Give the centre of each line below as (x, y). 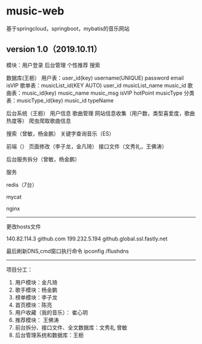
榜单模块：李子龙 (36, 297)
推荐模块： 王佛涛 (37, 320)
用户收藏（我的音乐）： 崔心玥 (51, 312)
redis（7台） (22, 184)
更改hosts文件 (23, 227)
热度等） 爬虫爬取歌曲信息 (38, 120)
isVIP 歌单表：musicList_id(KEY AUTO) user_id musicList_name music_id (96, 85)
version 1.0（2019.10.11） (54, 49)
